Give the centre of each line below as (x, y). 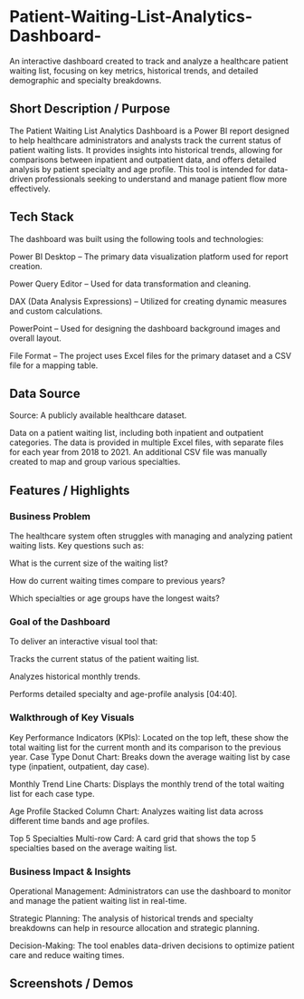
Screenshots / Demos (71, 984)
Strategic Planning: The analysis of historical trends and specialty (131, 918)
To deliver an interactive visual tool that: (84, 642)
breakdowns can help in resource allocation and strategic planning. (134, 927)
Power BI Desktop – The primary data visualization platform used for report (149, 257)
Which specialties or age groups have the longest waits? (114, 598)
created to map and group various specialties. (95, 462)
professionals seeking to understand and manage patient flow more (161, 179)
